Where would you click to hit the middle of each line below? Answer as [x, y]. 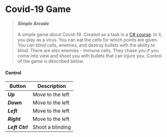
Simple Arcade [33, 23]
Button [18, 86]
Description [52, 86]
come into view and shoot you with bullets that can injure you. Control [90, 56]
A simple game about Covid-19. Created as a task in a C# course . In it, [90, 35]
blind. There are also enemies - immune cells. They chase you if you [88, 51]
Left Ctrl [18, 127]
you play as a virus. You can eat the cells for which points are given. [88, 40]
